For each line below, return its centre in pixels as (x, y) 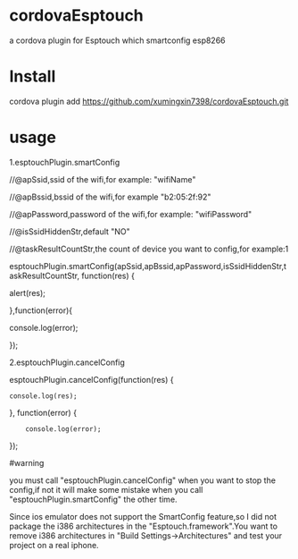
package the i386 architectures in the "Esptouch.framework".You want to (144, 526)
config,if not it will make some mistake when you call (106, 489)
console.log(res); (43, 396)
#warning (27, 462)
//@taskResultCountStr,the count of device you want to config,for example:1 (149, 249)
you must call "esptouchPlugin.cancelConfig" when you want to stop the (143, 480)
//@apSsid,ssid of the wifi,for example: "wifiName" (103, 179)
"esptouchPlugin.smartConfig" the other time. (93, 499)
